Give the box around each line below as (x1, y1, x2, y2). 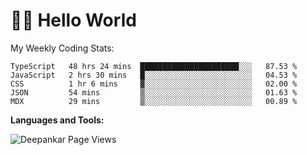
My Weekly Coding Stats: (10, 42, 115, 54)
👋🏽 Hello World (10, 9, 137, 32)
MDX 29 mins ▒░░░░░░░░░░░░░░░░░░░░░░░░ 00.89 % (10, 96, 298, 106)
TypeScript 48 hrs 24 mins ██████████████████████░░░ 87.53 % (10, 61, 298, 71)
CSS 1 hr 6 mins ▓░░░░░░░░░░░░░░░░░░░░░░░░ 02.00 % (10, 79, 298, 89)
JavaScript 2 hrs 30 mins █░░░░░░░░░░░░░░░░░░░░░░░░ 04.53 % (10, 70, 298, 80)
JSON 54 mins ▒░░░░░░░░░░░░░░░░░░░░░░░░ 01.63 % (10, 87, 298, 98)
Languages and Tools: (10, 114, 105, 126)
